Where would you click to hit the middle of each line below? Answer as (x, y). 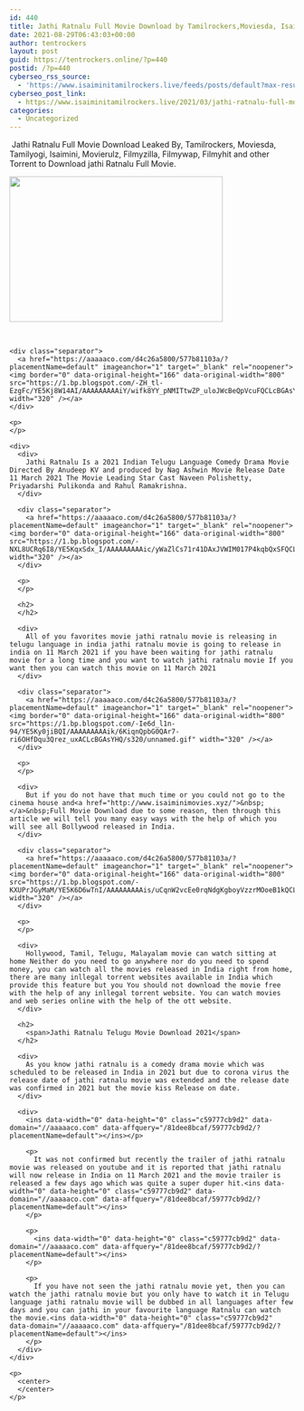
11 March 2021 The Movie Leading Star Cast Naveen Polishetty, (131, 478)
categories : (32, 110)
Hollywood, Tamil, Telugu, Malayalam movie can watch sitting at (152, 954)
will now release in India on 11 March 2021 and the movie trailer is (145, 1176)
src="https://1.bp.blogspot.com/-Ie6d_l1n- (93, 724)
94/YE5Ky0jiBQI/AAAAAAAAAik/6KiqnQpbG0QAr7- (95, 732)
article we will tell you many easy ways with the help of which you (143, 819)
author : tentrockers (48, 43)
